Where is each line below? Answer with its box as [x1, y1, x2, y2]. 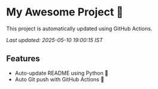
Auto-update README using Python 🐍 [14, 69, 109, 77]
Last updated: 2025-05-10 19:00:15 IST [6, 36, 103, 43]
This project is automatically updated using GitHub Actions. [6, 25, 153, 32]
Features [6, 53, 40, 64]
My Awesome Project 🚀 [6, 5, 124, 19]
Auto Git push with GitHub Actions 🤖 [14, 75, 105, 82]
